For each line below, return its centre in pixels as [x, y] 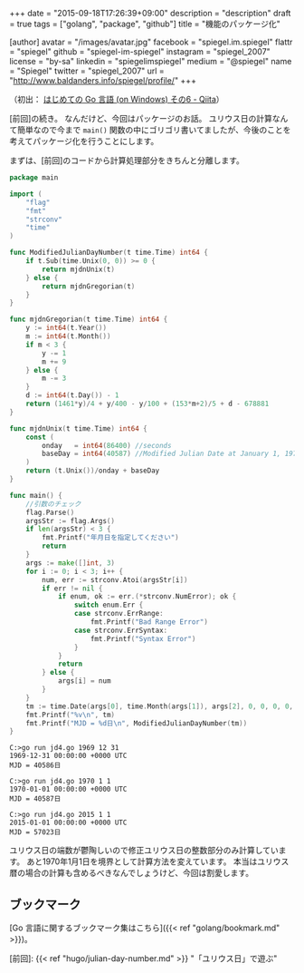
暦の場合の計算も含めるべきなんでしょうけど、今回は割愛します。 [132, 873]
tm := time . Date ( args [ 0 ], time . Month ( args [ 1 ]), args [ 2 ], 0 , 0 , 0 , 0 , [160, 706]
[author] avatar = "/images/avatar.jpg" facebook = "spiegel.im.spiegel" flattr [151, 42]
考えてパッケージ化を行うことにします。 [84, 141]
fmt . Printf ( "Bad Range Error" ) [149, 622]
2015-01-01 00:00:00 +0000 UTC [68, 823]
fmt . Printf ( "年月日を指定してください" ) [110, 538]
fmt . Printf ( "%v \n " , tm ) [71, 715]
